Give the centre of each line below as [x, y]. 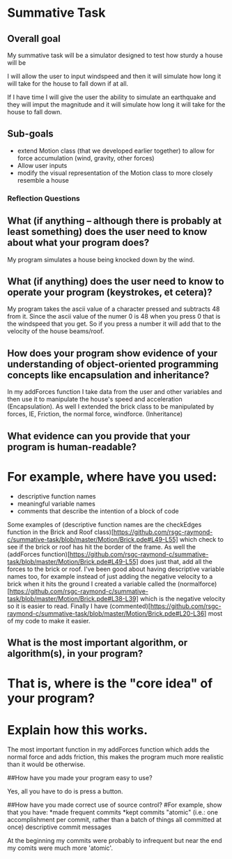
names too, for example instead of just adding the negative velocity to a [110, 576]
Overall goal [34, 39]
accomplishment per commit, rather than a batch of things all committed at [114, 820]
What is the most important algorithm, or [98, 643]
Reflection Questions [44, 198]
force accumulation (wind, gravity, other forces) [86, 158]
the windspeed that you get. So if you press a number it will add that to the [114, 324]
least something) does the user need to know [107, 232]
